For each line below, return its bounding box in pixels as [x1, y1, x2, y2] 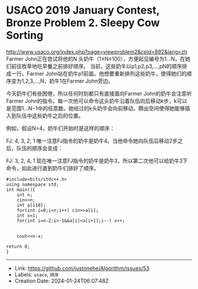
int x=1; [16, 212, 38, 219]
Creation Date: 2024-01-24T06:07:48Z [14, 277, 109, 284]
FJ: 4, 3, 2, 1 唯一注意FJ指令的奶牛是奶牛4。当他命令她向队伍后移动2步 [6, 137, 178, 144]
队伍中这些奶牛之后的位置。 [16, 112, 84, 119]
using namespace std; [6, 181, 60, 187]
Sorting [6, 29, 44, 42]
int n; [16, 191, 33, 198]
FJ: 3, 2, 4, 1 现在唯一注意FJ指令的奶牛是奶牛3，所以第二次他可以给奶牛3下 [6, 157, 188, 164]
